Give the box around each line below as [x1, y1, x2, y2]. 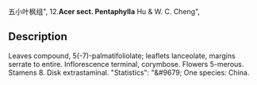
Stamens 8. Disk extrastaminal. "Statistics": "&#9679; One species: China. [8, 68, 250, 77]
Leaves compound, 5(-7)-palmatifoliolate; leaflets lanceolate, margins [8, 50, 236, 61]
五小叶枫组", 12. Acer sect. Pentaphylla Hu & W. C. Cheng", [8, 7, 201, 16]
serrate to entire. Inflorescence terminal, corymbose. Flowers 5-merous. [8, 59, 244, 68]
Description [8, 30, 67, 43]
